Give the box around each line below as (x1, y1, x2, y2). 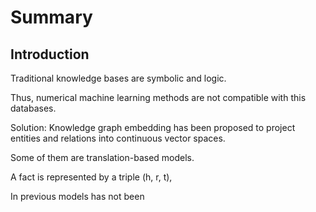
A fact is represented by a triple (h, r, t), (10, 171, 173, 183)
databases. (10, 102, 57, 114)
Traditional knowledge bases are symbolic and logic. (10, 72, 227, 84)
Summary (10, 6, 93, 29)
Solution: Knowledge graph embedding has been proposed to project (10, 122, 296, 133)
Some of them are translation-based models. (10, 152, 195, 163)
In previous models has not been (10, 191, 145, 202)
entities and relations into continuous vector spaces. (10, 132, 226, 144)
